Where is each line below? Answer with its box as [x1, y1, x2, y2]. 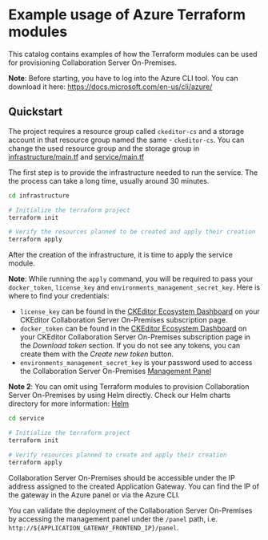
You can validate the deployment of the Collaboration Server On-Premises [8, 505, 253, 515]
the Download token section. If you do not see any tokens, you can [19, 341, 241, 351]
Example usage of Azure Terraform [8, 6, 246, 24]
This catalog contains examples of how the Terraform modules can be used [8, 49, 258, 59]
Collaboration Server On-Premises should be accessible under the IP [8, 473, 235, 482]
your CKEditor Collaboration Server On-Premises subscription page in [19, 332, 250, 342]
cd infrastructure [8, 191, 70, 200]
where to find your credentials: [8, 291, 110, 301]
